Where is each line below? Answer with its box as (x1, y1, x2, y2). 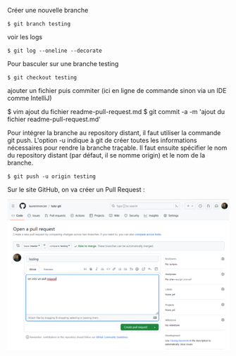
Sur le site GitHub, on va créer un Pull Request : (7, 186, 146, 193)
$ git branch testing (7, 20, 71, 27)
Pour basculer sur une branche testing (7, 60, 119, 68)
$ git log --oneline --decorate (7, 47, 102, 54)
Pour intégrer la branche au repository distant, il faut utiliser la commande (7, 129, 221, 136)
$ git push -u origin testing (7, 173, 97, 180)
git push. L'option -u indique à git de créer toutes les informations (7, 136, 197, 144)
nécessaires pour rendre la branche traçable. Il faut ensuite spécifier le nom (7, 144, 228, 152)
